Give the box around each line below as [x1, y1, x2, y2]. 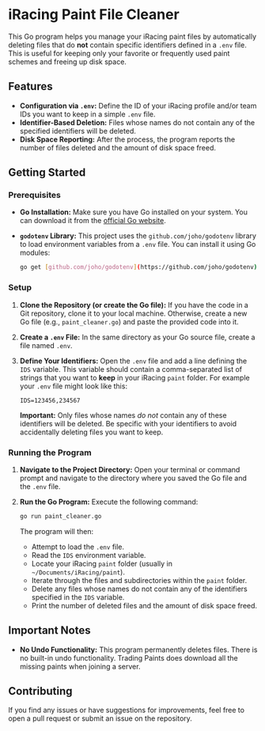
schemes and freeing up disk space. [8, 57, 127, 66]
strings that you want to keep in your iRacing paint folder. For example [19, 373, 251, 382]
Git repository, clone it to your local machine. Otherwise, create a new [19, 309, 248, 318]
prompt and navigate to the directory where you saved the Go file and [19, 473, 248, 483]
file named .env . [19, 340, 73, 350]
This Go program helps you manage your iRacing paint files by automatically [8, 32, 257, 41]
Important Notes [8, 623, 91, 638]
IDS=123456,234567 [19, 396, 81, 404]
